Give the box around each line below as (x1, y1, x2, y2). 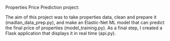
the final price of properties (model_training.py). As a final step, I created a (5, 25, 163, 31)
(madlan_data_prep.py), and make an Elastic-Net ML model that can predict (5, 20, 165, 25)
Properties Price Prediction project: (5, 5, 79, 10)
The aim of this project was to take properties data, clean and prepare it (5, 14, 157, 20)
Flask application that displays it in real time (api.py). (5, 30, 116, 36)
